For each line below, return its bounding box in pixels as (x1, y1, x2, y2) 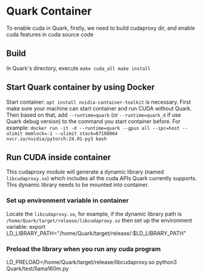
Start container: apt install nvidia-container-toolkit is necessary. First (6, 98, 191, 106)
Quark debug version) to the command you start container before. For (6, 117, 181, 125)
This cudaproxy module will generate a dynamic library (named (6, 168, 164, 175)
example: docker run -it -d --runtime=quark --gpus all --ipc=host (6, 124, 180, 131)
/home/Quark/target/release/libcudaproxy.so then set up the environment (6, 217, 193, 224)
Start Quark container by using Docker (6, 82, 155, 92)
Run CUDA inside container (6, 152, 111, 162)
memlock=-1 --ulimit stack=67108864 (25, 131, 118, 137)
